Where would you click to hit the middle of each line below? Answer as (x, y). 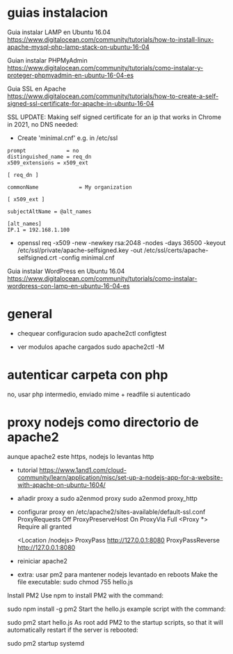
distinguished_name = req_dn (49, 157)
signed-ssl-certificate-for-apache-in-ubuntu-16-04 (81, 103)
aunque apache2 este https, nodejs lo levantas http (81, 456)
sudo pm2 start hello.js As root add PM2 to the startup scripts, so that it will (115, 622)
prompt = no (43, 150)
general (30, 314)
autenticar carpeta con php (88, 375)
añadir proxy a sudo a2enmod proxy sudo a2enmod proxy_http (107, 498)
